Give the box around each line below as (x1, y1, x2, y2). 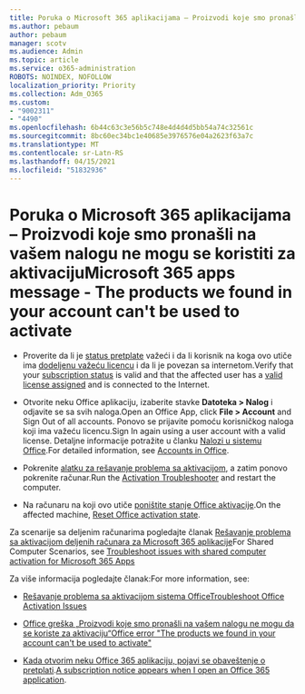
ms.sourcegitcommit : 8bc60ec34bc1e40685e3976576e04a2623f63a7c (9, 132, 254, 141)
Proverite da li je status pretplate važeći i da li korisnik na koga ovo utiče (22, 351, 292, 362)
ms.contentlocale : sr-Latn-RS (9, 148, 124, 157)
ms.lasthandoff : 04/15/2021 (9, 156, 116, 166)
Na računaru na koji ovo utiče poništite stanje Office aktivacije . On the (22, 500, 281, 511)
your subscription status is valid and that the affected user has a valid (22, 370, 283, 381)
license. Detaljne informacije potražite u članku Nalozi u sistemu (22, 435, 262, 446)
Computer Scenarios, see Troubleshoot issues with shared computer (9, 546, 267, 557)
